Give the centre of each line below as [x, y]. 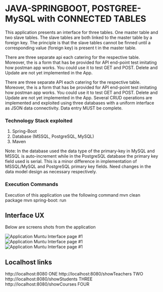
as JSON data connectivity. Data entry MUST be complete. [64, 108]
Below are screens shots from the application [50, 227]
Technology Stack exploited [39, 121]
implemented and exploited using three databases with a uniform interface [80, 103]
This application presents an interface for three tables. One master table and [81, 32]
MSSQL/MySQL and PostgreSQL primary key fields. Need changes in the [78, 166]
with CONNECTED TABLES [92, 19]
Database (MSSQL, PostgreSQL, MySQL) [53, 136]
